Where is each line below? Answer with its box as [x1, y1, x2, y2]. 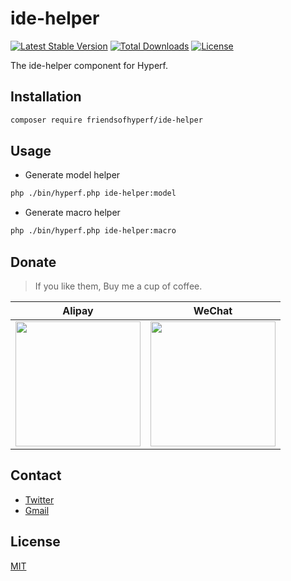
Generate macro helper [24, 207, 121, 219]
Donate [10, 253, 57, 271]
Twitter [24, 493, 55, 506]
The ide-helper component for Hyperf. [10, 59, 168, 71]
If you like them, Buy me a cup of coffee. [34, 280, 203, 292]
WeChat [193, 304, 233, 317]
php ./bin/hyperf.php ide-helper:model [10, 188, 177, 199]
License [10, 533, 61, 551]
